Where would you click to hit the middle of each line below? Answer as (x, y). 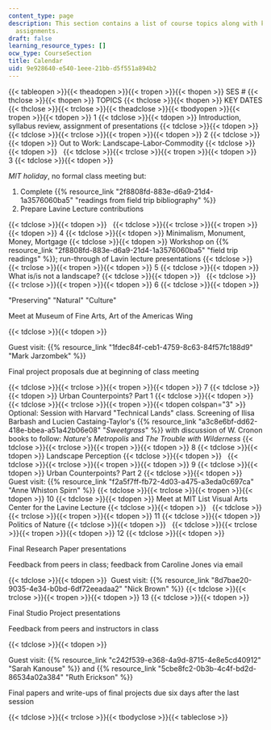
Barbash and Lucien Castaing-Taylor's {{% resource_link (102, 421)
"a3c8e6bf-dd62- (228, 421)
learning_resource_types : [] (57, 46)
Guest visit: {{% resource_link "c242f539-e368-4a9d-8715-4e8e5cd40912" (135, 660)
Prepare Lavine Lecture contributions (81, 209)
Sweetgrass (126, 430)
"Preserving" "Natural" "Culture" (63, 300)
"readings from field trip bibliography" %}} (146, 200)
